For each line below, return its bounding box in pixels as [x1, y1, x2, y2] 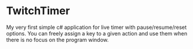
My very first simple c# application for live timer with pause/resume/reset [6, 24, 187, 31]
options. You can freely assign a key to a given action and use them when [6, 30, 188, 37]
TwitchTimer [6, 4, 71, 18]
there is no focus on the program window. [6, 36, 109, 43]
